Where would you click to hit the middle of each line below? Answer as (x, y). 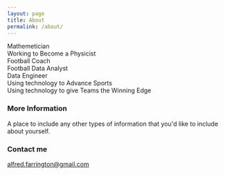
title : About (26, 20)
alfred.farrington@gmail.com (48, 164)
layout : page (26, 14)
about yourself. (29, 131)
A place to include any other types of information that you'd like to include (113, 124)
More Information (37, 108)
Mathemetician (28, 47)
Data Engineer (27, 76)
